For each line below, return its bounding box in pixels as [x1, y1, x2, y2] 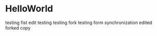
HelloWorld [5, 3, 53, 14]
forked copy [5, 24, 31, 30]
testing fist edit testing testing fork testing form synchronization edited [5, 19, 152, 25]
